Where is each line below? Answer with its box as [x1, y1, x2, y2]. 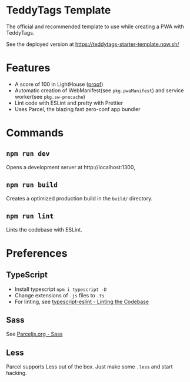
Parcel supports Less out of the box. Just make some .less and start [6, 363, 173, 370]
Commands [6, 126, 64, 140]
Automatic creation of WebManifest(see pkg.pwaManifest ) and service [14, 86, 184, 94]
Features [6, 61, 51, 75]
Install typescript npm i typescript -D [14, 286, 107, 293]
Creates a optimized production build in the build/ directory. [6, 195, 153, 202]
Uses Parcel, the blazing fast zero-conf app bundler [14, 105, 141, 112]
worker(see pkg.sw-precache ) [14, 93, 85, 100]
